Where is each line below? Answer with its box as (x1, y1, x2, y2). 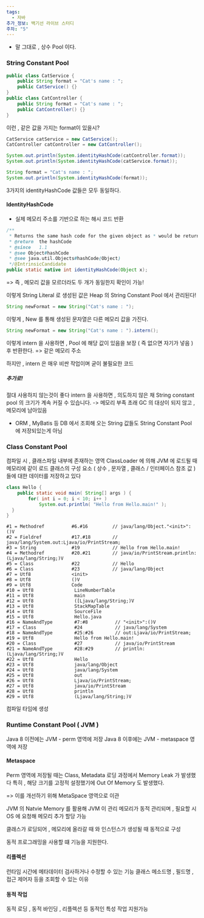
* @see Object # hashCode (8, 250, 69, 256)
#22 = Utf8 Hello (6, 657, 88, 663)
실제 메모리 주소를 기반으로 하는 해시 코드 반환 (15, 215, 124, 222)
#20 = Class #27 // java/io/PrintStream (6, 640, 175, 647)
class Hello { (6, 484, 42, 491)
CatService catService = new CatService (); (6, 136, 118, 142)
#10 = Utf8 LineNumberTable (6, 587, 115, 594)
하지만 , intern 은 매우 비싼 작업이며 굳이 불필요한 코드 (6, 360, 134, 367)
